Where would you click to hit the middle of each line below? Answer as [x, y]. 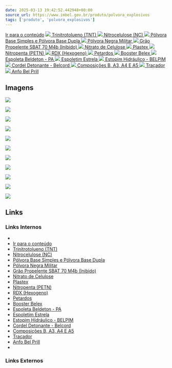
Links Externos [24, 360]
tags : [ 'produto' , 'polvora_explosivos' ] [50, 20]
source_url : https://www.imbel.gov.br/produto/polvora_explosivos [78, 15]
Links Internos [24, 227]
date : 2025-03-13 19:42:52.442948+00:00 [49, 10]
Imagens [19, 88]
